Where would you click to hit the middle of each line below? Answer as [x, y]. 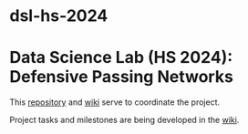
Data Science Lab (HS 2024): [121, 58]
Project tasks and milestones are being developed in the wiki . [124, 120]
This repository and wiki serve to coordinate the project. [115, 102]
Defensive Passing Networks [122, 77]
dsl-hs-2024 [59, 16]
